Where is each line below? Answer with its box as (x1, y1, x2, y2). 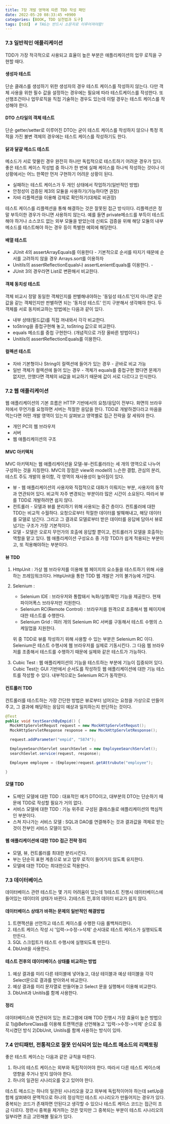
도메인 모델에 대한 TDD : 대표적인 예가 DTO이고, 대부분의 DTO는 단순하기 (12, 793, 158, 799)
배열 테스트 (5, 237, 27, 243)
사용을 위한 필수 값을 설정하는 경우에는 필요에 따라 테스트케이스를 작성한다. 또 (10, 90, 164, 96)
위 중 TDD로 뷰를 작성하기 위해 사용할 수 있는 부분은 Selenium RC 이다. (12, 636, 154, 642)
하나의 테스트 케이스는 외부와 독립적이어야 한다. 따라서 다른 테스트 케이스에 (12, 1064, 161, 1071)
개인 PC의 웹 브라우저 (12, 423, 56, 430)
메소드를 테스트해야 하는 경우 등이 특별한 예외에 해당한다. (5, 224, 118, 230)
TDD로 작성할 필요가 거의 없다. (22, 800, 83, 806)
